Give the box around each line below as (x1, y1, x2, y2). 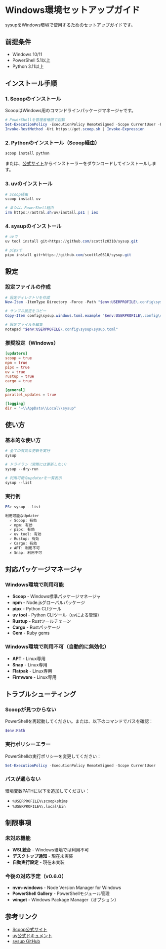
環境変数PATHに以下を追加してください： (5, 788, 90, 794)
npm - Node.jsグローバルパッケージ (12, 599, 85, 605)
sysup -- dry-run (5, 467, 39, 472)
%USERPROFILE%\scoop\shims (12, 799, 68, 804)
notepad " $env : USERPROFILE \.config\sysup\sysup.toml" (5, 327, 119, 332)
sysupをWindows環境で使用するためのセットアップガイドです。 (5, 22, 136, 28)
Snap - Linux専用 (12, 661, 48, 667)
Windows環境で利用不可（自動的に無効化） (5, 643, 110, 650)
